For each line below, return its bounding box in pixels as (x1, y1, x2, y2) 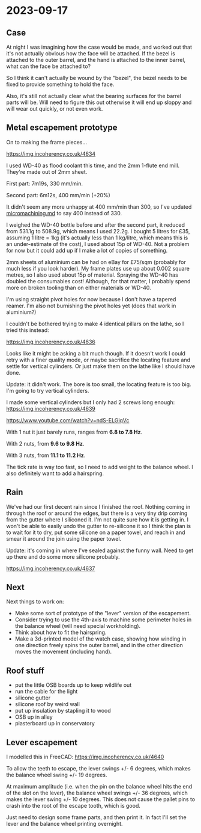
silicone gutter (14, 694, 51, 701)
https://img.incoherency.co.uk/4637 (6, 565, 95, 572)
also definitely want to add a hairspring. (6, 470, 104, 477)
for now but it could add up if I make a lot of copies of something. (6, 247, 168, 254)
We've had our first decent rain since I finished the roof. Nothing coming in (6, 503, 191, 510)
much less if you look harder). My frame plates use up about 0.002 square (6, 265, 190, 272)
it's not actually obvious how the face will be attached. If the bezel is (6, 50, 175, 57)
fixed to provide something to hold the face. (6, 81, 115, 88)
